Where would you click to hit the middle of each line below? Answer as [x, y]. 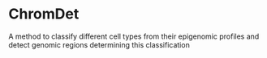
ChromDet [44, 14]
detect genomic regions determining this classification [99, 44]
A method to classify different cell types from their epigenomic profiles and [134, 36]
